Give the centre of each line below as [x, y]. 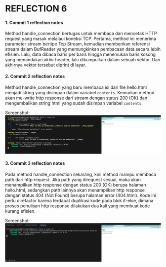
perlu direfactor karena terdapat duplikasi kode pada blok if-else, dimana [79, 200]
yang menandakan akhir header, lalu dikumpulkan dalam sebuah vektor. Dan [83, 60]
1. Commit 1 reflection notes [34, 22]
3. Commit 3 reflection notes [35, 163]
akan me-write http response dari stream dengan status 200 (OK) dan [76, 98]
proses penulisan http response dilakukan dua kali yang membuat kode [78, 206]
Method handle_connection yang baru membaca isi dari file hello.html [76, 87]
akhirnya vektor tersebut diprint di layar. [46, 65]
